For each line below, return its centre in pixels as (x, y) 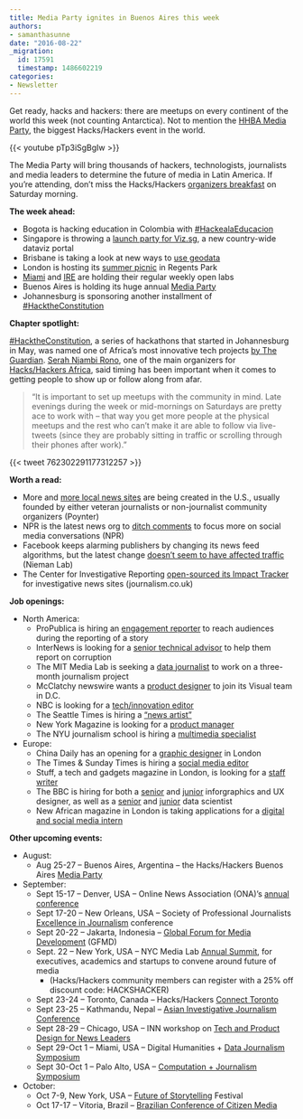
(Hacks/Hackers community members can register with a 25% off (171, 980)
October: (39, 1086)
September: (44, 884)
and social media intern (79, 820)
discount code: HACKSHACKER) (109, 990)
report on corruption (74, 657)
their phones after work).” (79, 445)
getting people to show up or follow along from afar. (106, 379)
